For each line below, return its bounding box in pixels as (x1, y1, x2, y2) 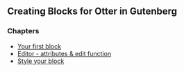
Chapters (7, 26, 40, 36)
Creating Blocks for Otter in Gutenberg (7, 6, 178, 17)
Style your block (17, 57, 65, 65)
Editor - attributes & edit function (17, 49, 112, 57)
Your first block (17, 42, 61, 51)
